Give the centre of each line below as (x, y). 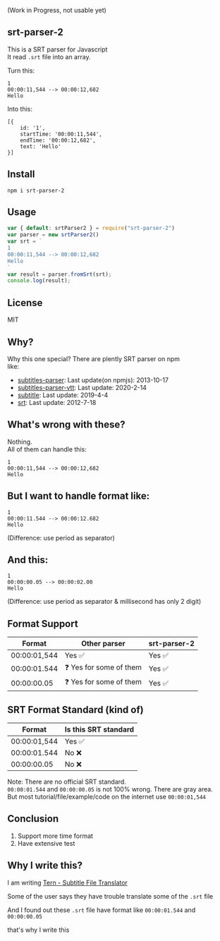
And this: (28, 560)
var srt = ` (25, 242)
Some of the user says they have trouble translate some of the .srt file (110, 896)
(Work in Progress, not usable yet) (57, 10)
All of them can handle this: (47, 449)
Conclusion (33, 819)
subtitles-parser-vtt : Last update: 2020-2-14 (82, 387)
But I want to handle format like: (79, 496)
